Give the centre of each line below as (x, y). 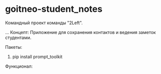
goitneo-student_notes (54, 9)
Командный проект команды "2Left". (44, 23)
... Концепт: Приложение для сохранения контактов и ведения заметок (80, 32)
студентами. (18, 37)
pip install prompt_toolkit (37, 56)
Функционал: (19, 66)
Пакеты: (14, 47)
